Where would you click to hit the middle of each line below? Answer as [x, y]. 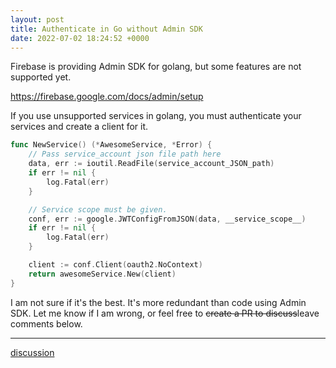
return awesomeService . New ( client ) [102, 274]
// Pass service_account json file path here [125, 154]
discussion [32, 352]
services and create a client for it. [79, 127]
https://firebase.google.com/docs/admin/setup [107, 97]
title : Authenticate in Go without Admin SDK [106, 29]
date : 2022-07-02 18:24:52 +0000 [80, 38]
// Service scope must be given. [98, 209]
